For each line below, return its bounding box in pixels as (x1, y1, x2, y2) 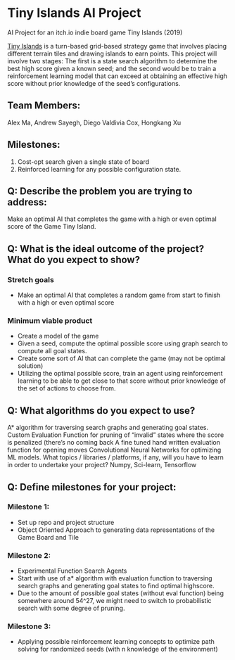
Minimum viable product (7, 315, 93, 325)
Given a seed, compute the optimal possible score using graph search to (17, 339, 229, 348)
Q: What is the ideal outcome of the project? (7, 243, 205, 255)
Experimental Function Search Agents (17, 566, 127, 575)
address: (7, 196, 47, 208)
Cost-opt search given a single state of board (17, 157, 150, 166)
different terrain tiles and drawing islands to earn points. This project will (7, 49, 217, 58)
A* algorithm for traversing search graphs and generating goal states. (7, 424, 209, 432)
